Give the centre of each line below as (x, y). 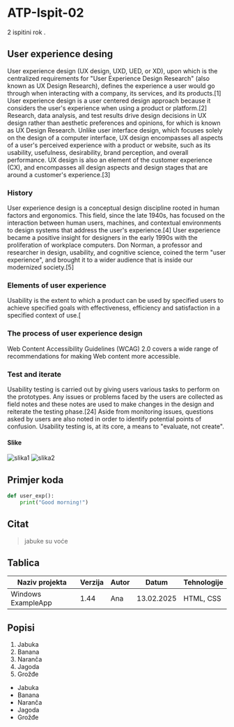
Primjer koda (36, 480)
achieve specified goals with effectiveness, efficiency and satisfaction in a (114, 308)
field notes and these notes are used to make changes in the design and (111, 404)
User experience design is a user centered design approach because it (109, 100)
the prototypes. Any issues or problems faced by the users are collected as (115, 396)
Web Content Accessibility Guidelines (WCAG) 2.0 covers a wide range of (113, 348)
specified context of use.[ (44, 315)
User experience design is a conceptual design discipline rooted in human (114, 208)
